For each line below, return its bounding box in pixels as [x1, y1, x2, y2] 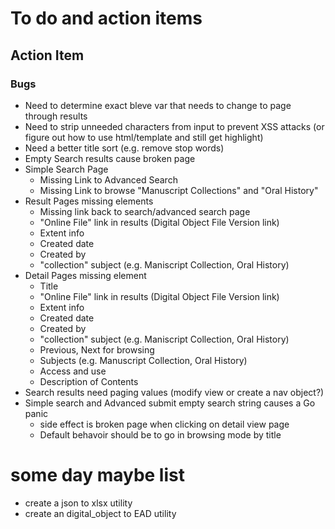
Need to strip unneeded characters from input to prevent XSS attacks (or [24, 120, 325, 132]
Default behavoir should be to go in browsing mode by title [39, 428, 282, 441]
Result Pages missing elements [24, 195, 154, 207]
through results [24, 110, 88, 122]
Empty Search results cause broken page [24, 152, 196, 164]
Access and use [39, 365, 107, 377]
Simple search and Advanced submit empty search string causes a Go [24, 397, 316, 409]
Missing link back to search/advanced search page [39, 205, 251, 217]
